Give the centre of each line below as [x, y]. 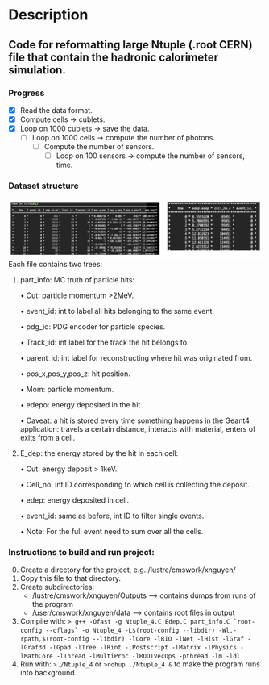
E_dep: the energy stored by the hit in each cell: [99, 453]
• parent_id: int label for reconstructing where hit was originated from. [136, 357]
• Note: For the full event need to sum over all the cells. [112, 531]
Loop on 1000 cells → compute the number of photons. [124, 138]
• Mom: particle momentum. [67, 389]
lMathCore [37, 656]
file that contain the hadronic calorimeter [114, 57]
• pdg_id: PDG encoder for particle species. [93, 326]
